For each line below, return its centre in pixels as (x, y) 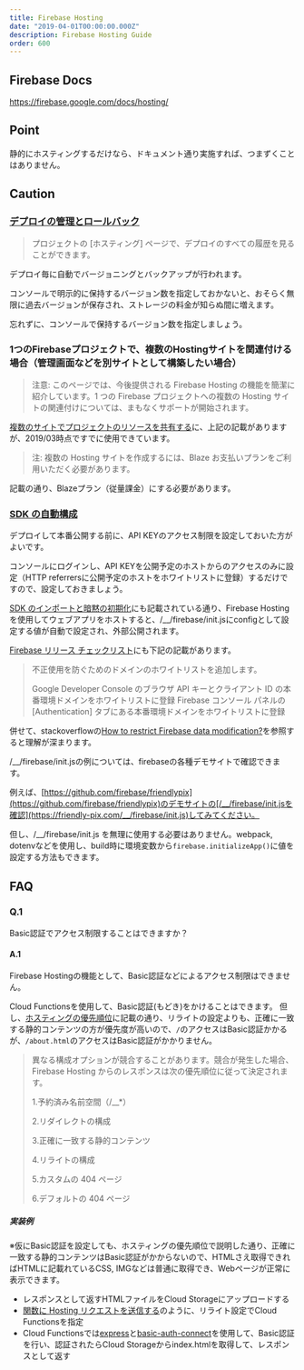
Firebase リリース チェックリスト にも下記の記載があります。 (123, 650)
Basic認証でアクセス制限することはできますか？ (99, 933)
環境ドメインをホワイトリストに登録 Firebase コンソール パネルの (162, 700)
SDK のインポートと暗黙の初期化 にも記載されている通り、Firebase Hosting (150, 608)
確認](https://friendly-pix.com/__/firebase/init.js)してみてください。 (135, 815)
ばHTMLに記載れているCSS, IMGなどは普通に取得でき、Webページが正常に (150, 1268)
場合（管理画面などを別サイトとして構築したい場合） (126, 363)
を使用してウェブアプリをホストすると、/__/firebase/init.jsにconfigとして (145, 620)
